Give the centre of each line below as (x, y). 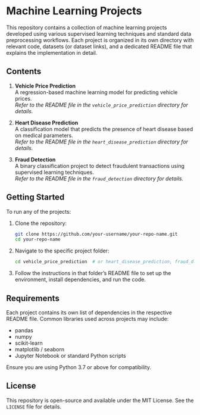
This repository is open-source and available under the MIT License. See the (100, 400)
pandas (24, 330)
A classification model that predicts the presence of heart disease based (104, 129)
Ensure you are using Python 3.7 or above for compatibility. (79, 367)
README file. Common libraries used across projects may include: (87, 319)
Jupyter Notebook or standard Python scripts (70, 356)
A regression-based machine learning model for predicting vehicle (96, 92)
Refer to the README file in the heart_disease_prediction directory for (101, 142)
